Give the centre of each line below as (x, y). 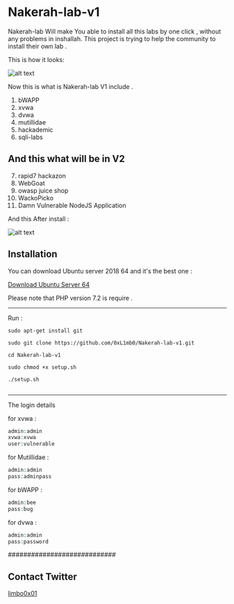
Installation (33, 254)
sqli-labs (31, 137)
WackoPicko (36, 198)
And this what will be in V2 (67, 159)
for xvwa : (22, 418)
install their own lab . (37, 46)
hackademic (35, 129)
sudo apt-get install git (45, 331)
